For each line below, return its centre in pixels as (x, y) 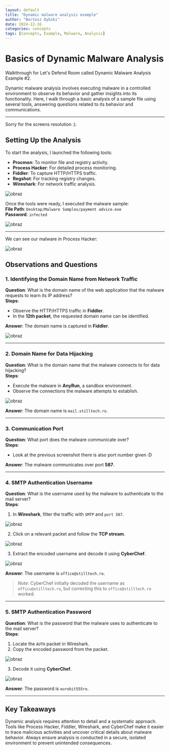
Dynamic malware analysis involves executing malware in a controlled (78, 88)
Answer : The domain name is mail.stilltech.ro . (56, 411)
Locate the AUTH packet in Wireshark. (51, 644)
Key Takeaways (31, 709)
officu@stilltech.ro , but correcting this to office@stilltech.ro (84, 589)
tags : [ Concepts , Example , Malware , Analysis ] (55, 34)
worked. (26, 594)
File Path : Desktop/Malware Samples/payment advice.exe (63, 209)
